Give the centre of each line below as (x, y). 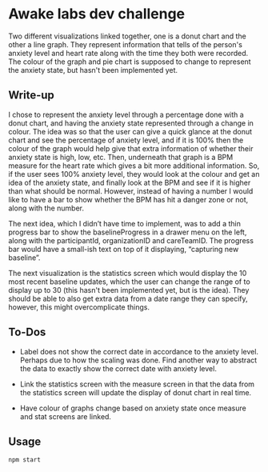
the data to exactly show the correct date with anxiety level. (118, 368)
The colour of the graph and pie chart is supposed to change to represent (130, 62)
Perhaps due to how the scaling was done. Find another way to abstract (138, 360)
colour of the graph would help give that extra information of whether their (131, 148)
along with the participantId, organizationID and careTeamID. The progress (131, 240)
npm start (25, 460)
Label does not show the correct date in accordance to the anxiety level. (139, 351)
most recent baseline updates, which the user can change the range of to (129, 282)
